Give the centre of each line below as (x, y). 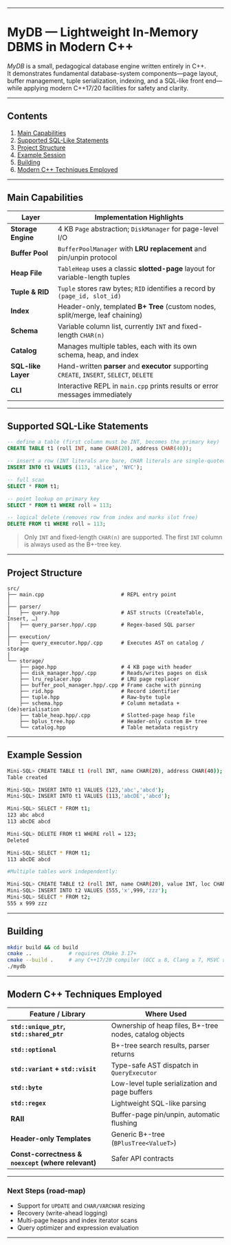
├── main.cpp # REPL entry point (92, 594)
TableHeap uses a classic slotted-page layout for (136, 268)
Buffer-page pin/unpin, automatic (165, 1114)
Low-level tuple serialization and (164, 1083)
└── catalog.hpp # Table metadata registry (109, 727)
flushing (124, 1123)
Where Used (166, 1014)
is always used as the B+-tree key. (73, 545)
